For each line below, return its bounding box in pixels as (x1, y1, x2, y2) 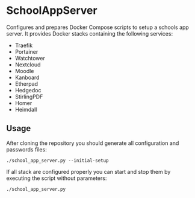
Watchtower (14, 54, 45, 62)
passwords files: (6, 145, 47, 153)
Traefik (14, 42, 33, 49)
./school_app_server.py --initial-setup (6, 158, 110, 164)
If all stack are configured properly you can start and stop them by (6, 168, 171, 175)
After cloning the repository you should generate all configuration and (6, 139, 179, 147)
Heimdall (14, 106, 37, 113)
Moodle (14, 67, 34, 74)
